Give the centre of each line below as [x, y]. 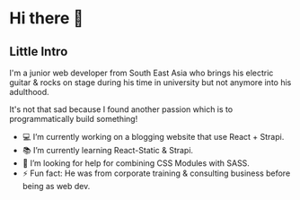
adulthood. [29, 92]
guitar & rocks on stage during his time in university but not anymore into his [150, 83]
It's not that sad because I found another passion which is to [121, 109]
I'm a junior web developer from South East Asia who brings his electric [141, 73]
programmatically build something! [74, 119]
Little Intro [39, 52]
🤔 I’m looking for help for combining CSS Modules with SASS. [136, 163]
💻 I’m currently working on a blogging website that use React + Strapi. [153, 137]
